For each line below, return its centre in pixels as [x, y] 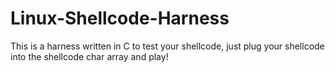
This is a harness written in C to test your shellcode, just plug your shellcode [167, 46]
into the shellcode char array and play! [89, 56]
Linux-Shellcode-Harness [120, 18]
